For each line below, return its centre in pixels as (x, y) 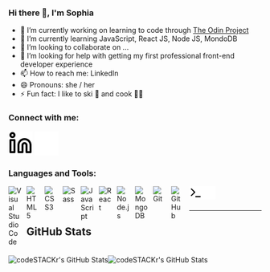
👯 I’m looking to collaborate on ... (74, 47)
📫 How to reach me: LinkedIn (69, 73)
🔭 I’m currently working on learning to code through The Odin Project (134, 30)
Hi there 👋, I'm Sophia (51, 13)
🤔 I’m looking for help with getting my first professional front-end (127, 56)
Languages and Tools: (52, 173)
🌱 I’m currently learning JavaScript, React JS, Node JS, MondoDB (129, 39)
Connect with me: (44, 118)
